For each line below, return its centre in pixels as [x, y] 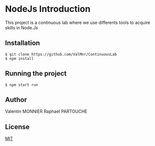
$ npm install [20, 59]
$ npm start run [22, 85]
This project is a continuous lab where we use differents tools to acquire [78, 22]
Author [16, 99]
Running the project [36, 73]
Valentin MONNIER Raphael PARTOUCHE [46, 111]
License [17, 127]
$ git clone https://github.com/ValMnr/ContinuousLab [61, 54]
